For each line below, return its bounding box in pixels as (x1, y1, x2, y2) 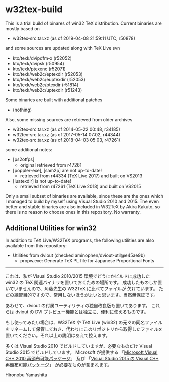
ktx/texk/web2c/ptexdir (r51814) (12, 82, 79, 88)
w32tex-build (5, 4, 63, 15)
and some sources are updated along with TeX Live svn (5, 45, 120, 51)
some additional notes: (5, 146, 53, 152)
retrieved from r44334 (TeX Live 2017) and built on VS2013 (20, 173, 143, 179)
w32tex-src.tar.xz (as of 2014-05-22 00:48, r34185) (12, 126, 121, 132)
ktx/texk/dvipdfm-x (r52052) (12, 54, 72, 61)
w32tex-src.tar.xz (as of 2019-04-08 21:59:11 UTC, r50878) (12, 35, 136, 41)
